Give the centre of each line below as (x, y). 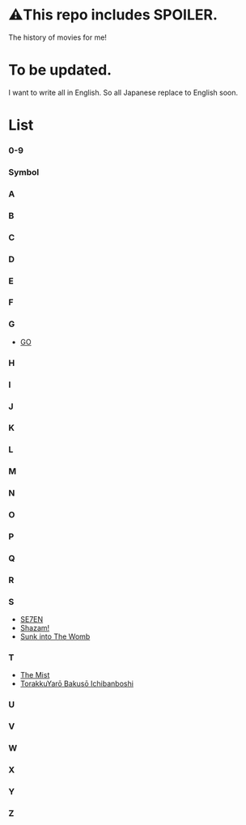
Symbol (24, 172)
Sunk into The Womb (55, 636)
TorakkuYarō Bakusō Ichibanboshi (76, 684)
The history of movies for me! (58, 37)
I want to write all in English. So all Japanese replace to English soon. (123, 92)
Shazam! (35, 628)
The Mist (35, 675)
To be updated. (60, 70)
